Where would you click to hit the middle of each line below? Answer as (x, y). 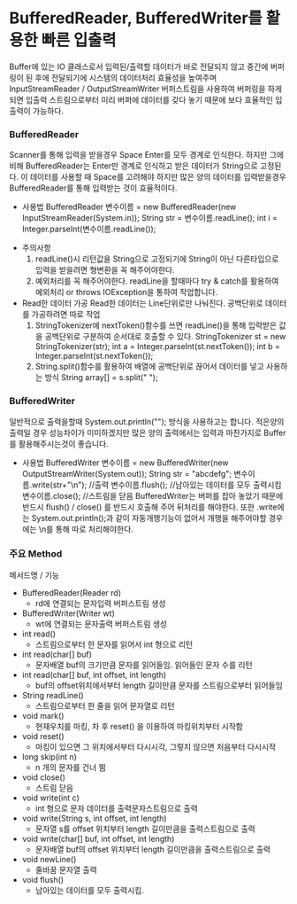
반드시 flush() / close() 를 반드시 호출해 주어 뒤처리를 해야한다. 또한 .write (149, 507)
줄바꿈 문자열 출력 (66, 869)
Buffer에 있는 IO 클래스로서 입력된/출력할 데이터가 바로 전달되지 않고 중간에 (139, 66)
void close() (44, 777)
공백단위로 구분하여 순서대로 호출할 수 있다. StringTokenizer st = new (165, 337)
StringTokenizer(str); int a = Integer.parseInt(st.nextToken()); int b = (158, 347)
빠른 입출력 (79, 40)
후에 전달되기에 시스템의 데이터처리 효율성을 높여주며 (126, 77)
